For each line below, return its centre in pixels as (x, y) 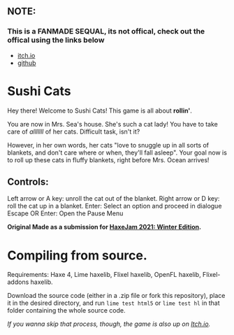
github (27, 63)
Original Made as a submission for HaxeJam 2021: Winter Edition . (104, 227)
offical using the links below (56, 40)
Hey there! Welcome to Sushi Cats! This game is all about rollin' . (100, 111)
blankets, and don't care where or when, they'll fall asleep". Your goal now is (117, 152)
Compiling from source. (78, 255)
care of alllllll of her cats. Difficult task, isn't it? (74, 131)
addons (18, 282)
